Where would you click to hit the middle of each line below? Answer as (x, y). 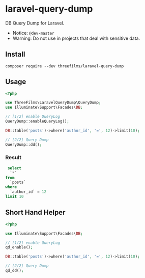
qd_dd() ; (14, 271)
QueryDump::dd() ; (24, 144)
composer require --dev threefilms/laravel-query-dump (65, 66)
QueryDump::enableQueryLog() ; (37, 121)
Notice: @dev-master (33, 33)
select (14, 168)
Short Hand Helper (35, 212)
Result (13, 158)
